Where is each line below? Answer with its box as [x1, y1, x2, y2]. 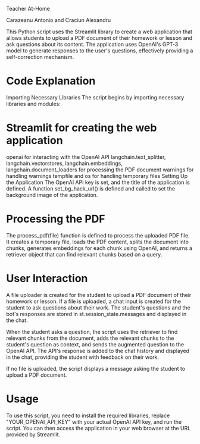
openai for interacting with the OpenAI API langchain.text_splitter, [6, 153, 166, 160]
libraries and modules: [6, 100, 61, 107]
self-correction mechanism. [6, 54, 74, 60]
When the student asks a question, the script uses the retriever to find [6, 328, 178, 335]
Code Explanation [6, 74, 96, 88]
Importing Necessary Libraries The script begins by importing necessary [6, 93, 185, 101]
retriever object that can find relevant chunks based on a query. [6, 251, 162, 258]
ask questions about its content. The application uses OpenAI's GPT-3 [6, 41, 179, 48]
